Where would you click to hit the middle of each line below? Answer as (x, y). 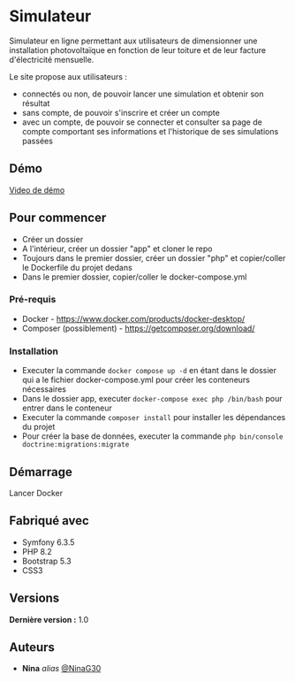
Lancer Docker (36, 493)
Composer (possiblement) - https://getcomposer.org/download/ (138, 328)
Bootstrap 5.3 (47, 561)
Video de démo (37, 190)
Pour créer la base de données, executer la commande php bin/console (152, 436)
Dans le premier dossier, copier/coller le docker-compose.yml (134, 277)
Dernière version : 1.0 (49, 619)
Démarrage (41, 472)
